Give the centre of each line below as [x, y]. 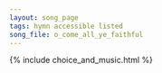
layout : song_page [44, 18]
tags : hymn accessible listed [67, 26]
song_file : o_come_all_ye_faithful [76, 34]
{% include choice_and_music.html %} [81, 60]
